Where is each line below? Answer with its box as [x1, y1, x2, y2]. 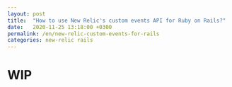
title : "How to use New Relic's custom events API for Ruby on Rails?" [7, 17, 226, 24]
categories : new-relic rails [7, 37, 93, 44]
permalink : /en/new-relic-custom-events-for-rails [7, 30, 160, 37]
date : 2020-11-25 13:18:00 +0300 [7, 23, 112, 30]
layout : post [7, 10, 46, 18]
